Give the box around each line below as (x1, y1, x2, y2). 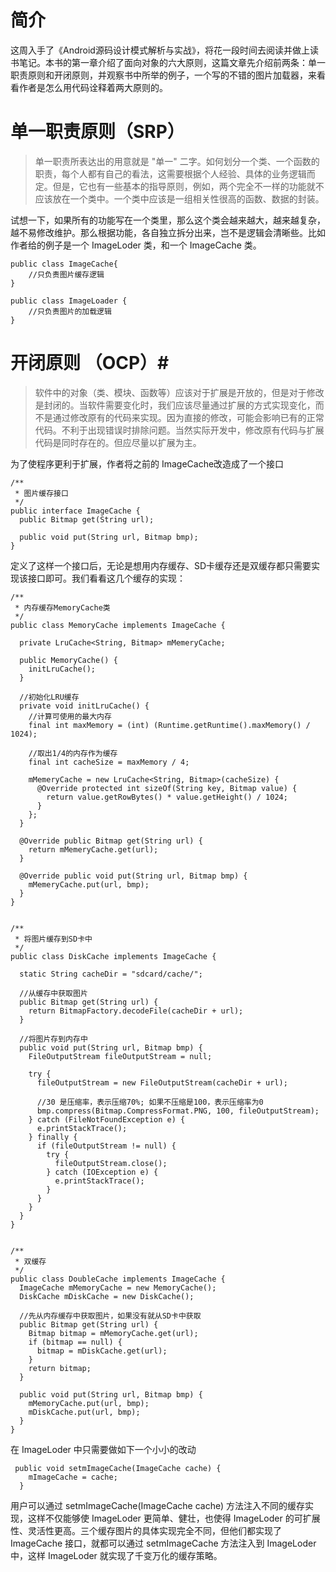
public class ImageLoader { (10, 296, 128, 306)
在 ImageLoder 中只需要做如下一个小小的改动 (10, 1443, 197, 1455)
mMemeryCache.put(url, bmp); (28, 879, 150, 890)
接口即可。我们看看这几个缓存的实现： (27, 572, 186, 584)
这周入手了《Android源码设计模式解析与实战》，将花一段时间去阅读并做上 (10, 44, 310, 56)
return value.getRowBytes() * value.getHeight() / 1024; (46, 792, 288, 802)
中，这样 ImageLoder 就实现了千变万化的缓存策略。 (10, 1549, 223, 1561)
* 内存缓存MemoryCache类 (14, 602, 111, 613)
